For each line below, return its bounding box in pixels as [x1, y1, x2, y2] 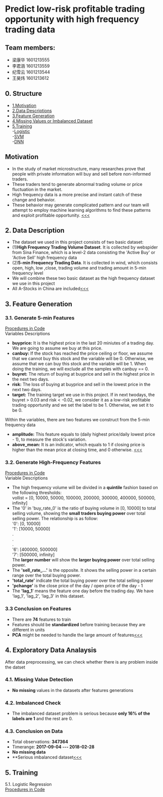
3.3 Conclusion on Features [5, 605, 71, 612]
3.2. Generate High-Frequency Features [5, 459, 101, 466]
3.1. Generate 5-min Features [5, 314, 75, 321]
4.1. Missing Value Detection [5, 676, 73, 683]
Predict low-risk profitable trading [5, 3, 145, 15]
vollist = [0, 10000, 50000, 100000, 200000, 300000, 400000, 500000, [12, 495, 156, 501]
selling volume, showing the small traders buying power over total [12, 510, 146, 516]
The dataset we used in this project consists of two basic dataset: [12, 239, 144, 245]
